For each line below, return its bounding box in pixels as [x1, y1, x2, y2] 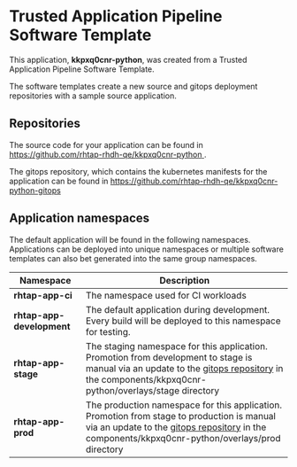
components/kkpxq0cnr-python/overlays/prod [85, 432, 281, 444]
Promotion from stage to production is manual [85, 409, 277, 422]
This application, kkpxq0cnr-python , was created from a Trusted [9, 54, 247, 65]
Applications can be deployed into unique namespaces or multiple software [9, 244, 285, 254]
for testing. [85, 325, 131, 338]
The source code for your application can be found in [9, 139, 203, 150]
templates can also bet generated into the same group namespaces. [9, 253, 258, 263]
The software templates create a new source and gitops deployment [9, 81, 258, 91]
